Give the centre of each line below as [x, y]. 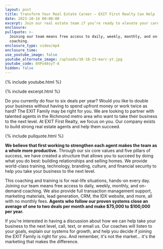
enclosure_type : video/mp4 [32, 46]
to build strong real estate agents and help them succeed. [63, 126]
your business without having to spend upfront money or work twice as [76, 106]
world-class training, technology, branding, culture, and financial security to [81, 166]
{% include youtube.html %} [33, 82]
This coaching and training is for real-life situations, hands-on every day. [78, 181]
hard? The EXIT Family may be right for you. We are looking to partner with [80, 111]
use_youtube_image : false [31, 55]
